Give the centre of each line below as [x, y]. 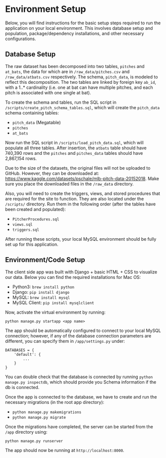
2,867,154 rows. [21, 158]
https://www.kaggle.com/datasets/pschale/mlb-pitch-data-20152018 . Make [82, 178]
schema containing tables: [32, 113]
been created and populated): [35, 209]
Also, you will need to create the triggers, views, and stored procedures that [83, 193]
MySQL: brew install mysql [41, 297]
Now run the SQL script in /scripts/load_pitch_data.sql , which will [74, 142]
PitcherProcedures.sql [36, 219]
